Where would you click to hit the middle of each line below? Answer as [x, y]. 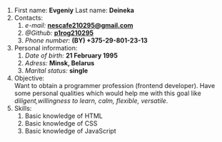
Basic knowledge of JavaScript [70, 131]
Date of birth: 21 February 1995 [71, 55]
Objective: [29, 78]
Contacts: [29, 18]
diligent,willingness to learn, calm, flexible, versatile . [91, 101]
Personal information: [46, 48]
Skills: [23, 108]
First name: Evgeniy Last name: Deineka [74, 10]
